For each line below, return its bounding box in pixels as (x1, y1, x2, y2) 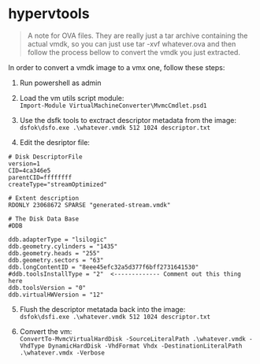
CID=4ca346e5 (8, 166, 51, 174)
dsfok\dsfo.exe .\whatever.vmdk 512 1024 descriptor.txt (19, 124, 211, 132)
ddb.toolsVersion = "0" (8, 284, 87, 292)
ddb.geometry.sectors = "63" (8, 256, 104, 264)
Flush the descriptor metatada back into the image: (19, 304, 186, 314)
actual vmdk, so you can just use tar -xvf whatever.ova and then (27, 39, 236, 48)
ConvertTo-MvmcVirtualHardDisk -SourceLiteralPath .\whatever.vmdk (19, 335, 246, 343)
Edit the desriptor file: (19, 137, 91, 147)
